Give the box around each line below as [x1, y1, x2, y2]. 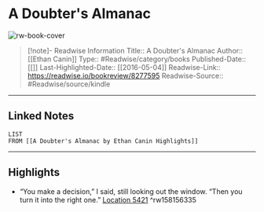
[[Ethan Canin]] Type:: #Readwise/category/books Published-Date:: [27, 54, 246, 64]
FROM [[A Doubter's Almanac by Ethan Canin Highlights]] [8, 137, 199, 145]
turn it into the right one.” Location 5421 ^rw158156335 [19, 195, 196, 204]
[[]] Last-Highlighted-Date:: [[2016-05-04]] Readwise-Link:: [27, 62, 222, 71]
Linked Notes [8, 109, 75, 122]
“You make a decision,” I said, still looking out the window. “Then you [19, 186, 243, 196]
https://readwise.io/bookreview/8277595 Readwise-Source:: [27, 71, 224, 80]
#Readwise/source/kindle [27, 79, 111, 89]
